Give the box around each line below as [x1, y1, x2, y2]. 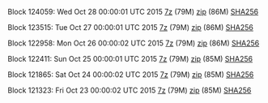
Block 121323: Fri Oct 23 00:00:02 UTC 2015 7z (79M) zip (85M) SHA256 [7, 85, 252, 95]
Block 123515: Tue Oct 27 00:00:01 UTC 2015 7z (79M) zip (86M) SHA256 [7, 23, 254, 32]
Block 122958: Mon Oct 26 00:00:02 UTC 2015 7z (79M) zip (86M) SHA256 [7, 38, 260, 48]
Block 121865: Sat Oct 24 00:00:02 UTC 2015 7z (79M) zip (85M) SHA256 [7, 70, 254, 79]
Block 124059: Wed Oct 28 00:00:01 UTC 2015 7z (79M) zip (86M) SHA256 [7, 7, 259, 16]
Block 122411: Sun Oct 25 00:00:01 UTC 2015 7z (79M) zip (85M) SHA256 [7, 54, 253, 63]
